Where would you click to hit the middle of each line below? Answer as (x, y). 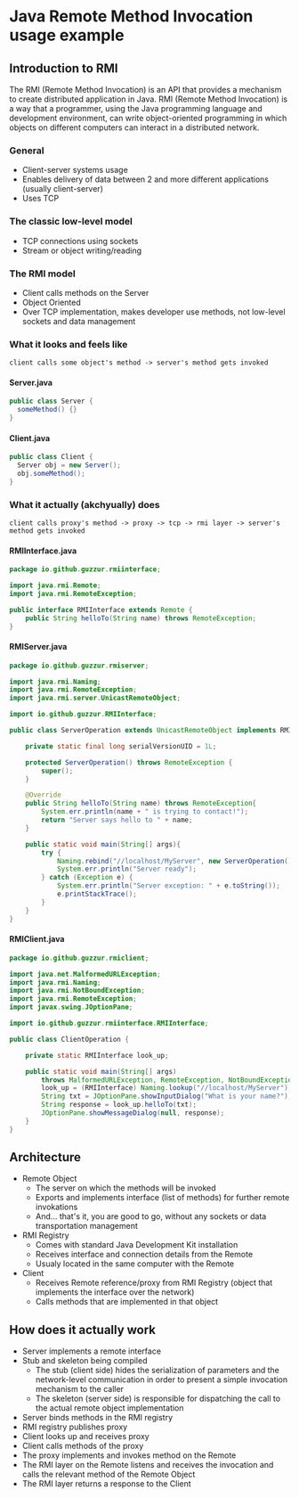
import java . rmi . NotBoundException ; (77, 991)
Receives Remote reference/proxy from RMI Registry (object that (154, 1283)
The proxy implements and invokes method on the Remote (129, 1455)
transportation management (86, 1226)
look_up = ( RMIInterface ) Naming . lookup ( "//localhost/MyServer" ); (167, 1088)
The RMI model (42, 274)
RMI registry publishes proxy (75, 1427)
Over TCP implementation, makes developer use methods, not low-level (154, 311)
